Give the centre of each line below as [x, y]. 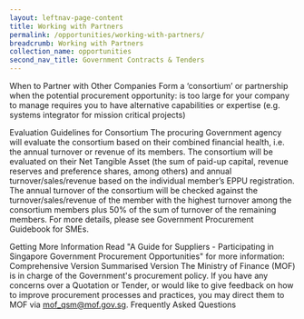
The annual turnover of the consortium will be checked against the [134, 190]
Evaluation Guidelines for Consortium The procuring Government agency [146, 132]
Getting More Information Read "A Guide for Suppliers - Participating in [142, 247]
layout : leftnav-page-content [67, 18]
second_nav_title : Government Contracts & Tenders [107, 60]
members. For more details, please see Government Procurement [132, 219]
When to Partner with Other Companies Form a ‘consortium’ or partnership [149, 86]
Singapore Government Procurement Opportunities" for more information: [147, 256]
